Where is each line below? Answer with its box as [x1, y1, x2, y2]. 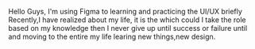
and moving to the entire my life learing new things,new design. [8, 32, 216, 41]
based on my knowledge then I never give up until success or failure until [8, 24, 248, 32]
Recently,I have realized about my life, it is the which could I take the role [8, 15, 246, 24]
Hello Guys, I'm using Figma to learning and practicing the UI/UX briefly [8, 7, 242, 16]
